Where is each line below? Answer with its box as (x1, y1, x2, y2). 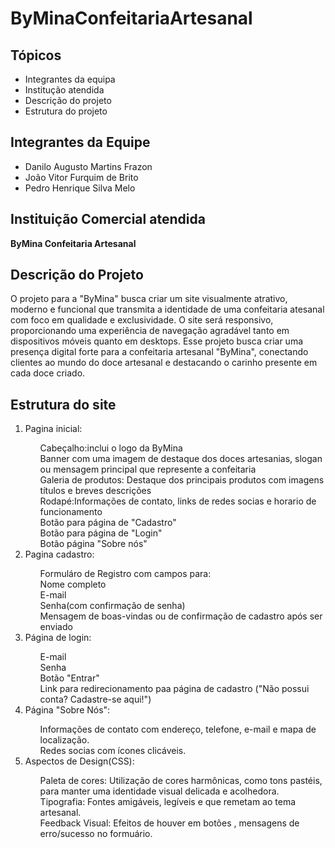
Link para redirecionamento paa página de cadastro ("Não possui (39, 683, 310, 695)
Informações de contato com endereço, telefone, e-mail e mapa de (39, 723, 317, 736)
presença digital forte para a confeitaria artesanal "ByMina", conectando (10, 346, 309, 358)
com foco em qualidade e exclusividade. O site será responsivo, (10, 314, 274, 326)
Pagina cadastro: (24, 548, 95, 561)
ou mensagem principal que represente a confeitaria (39, 463, 257, 476)
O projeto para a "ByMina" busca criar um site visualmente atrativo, (10, 293, 288, 305)
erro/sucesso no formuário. (39, 828, 153, 840)
